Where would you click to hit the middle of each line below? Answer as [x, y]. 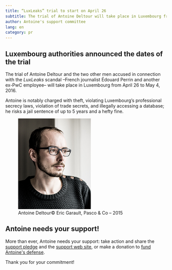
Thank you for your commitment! [40, 262]
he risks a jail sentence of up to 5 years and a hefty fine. [64, 111]
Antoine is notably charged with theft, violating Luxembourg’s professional [84, 100]
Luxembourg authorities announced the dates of [84, 54]
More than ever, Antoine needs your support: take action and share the [80, 241]
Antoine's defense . [25, 252]
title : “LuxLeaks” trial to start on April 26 [56, 11]
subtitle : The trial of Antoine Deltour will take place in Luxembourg [83, 16]
